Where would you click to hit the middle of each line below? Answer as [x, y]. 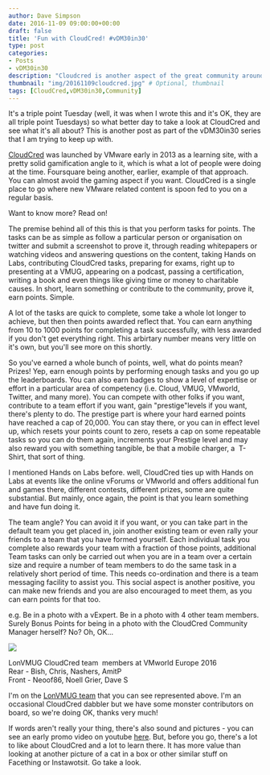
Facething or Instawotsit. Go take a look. [75, 763]
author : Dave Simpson [45, 16]
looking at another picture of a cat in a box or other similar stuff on [118, 754]
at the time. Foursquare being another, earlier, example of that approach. [129, 172]
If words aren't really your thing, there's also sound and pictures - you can [131, 728]
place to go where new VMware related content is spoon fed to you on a [128, 189]
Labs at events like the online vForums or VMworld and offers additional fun [134, 481]
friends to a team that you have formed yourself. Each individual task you [129, 540]
